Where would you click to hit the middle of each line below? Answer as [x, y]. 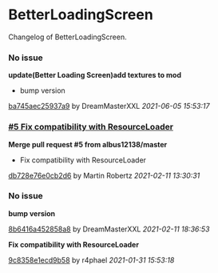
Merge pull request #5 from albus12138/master [88, 144]
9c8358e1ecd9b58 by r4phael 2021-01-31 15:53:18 [91, 260]
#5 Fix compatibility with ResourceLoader [91, 127]
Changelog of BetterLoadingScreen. [67, 37]
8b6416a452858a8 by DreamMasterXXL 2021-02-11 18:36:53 [109, 229]
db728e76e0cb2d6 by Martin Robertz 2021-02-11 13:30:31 [104, 175]
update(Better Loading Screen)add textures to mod [95, 75]
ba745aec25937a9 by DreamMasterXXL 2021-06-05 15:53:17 [109, 106]
